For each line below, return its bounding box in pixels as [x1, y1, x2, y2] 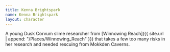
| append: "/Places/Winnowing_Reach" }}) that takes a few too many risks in [5, 36, 165, 42]
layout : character [5, 17, 44, 22]
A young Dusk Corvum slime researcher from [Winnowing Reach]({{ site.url [5, 31, 164, 37]
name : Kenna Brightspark [5, 12, 58, 17]
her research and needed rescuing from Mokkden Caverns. [5, 41, 130, 47]
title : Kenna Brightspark [5, 7, 60, 13]
